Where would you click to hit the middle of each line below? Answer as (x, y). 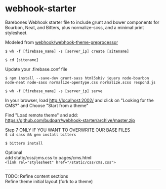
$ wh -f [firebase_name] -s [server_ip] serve (54, 91)
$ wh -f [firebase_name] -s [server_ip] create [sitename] (67, 51)
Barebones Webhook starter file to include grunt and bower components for (82, 22)
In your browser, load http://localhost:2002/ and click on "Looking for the (80, 100)
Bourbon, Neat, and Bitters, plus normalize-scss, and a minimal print (75, 27)
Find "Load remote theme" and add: (41, 115)
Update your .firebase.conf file (36, 69)
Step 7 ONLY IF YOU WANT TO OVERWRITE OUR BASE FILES (68, 130)
